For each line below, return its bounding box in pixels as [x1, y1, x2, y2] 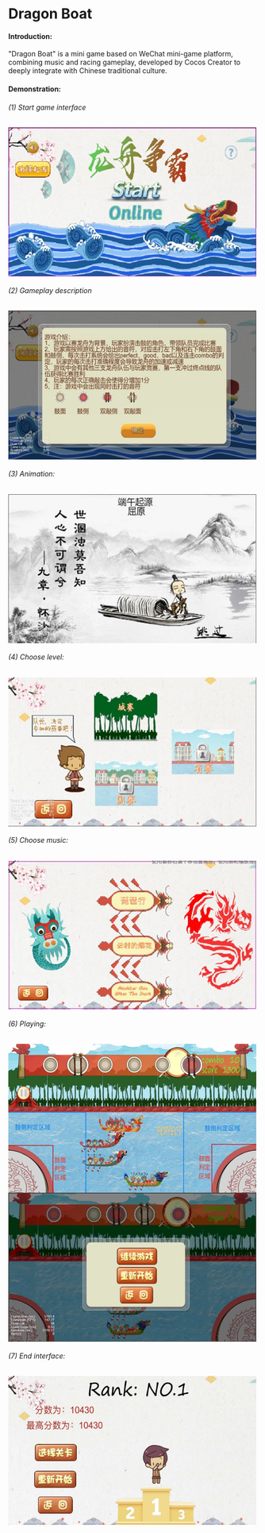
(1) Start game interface [8, 102, 86, 112]
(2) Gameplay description [8, 285, 93, 295]
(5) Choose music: [8, 836, 69, 845]
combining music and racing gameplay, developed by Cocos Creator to [8, 57, 241, 68]
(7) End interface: [8, 1351, 66, 1361]
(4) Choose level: [8, 652, 65, 662]
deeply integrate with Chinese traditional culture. [8, 66, 168, 75]
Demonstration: [8, 84, 62, 94]
